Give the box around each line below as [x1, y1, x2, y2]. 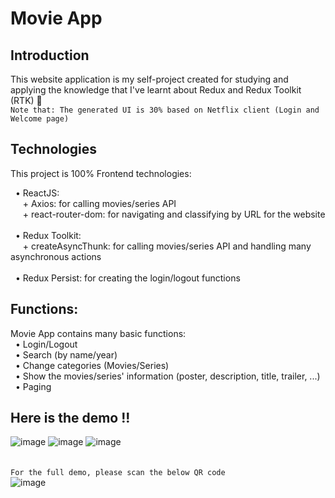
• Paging [14, 380, 52, 392]
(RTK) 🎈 [10, 95, 43, 106]
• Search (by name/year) [14, 348, 118, 361]
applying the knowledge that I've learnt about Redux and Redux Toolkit [10, 84, 302, 96]
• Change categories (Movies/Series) [14, 359, 170, 371]
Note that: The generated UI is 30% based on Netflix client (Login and [10, 105, 320, 115]
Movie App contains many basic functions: [10, 327, 187, 339]
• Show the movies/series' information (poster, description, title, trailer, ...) [14, 370, 321, 382]
